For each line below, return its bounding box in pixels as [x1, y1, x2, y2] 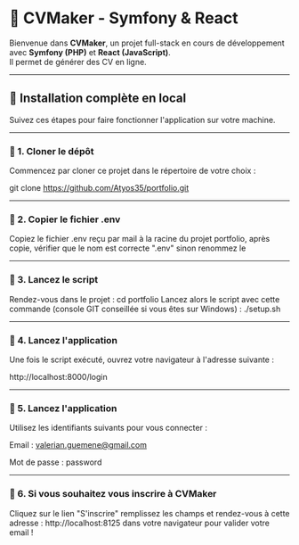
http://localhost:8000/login [9, 371, 109, 382]
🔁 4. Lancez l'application [9, 334, 118, 346]
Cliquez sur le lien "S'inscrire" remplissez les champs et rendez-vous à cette [9, 508, 290, 518]
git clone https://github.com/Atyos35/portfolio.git [9, 183, 190, 194]
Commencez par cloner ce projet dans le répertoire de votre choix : [9, 165, 256, 177]
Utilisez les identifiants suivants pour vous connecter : [9, 423, 207, 434]
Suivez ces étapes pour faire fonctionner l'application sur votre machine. [9, 114, 276, 125]
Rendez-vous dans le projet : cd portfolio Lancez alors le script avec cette [9, 293, 280, 304]
